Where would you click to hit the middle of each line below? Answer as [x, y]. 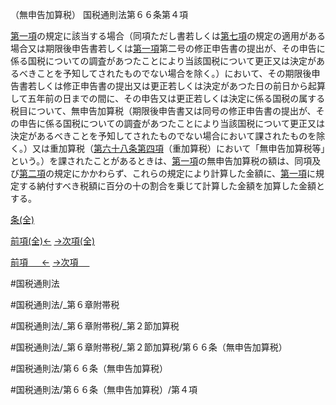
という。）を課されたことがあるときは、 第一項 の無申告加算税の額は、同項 [161, 161]
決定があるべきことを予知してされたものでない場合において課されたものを [163, 136]
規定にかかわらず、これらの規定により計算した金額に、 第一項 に [185, 173]
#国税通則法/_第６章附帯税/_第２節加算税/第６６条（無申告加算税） [149, 347]
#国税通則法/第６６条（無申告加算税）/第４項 [104, 389]
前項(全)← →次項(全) [53, 241]
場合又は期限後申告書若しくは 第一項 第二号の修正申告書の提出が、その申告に [168, 48]
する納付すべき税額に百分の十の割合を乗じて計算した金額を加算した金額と [172, 186]
